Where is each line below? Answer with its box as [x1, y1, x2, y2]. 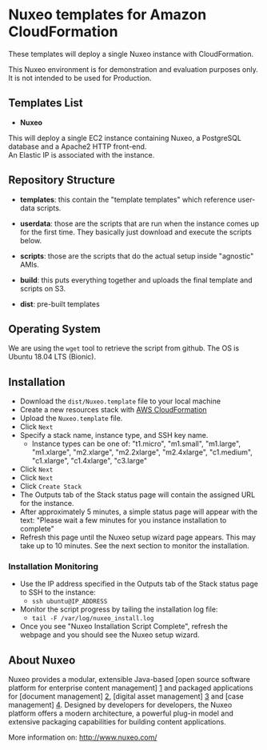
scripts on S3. [19, 283, 66, 293]
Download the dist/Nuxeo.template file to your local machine [19, 396, 221, 406]
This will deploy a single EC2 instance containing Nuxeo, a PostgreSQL [8, 133, 242, 142]
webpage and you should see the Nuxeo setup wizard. [19, 630, 200, 640]
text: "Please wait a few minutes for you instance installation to [19, 515, 227, 525]
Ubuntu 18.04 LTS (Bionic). [8, 352, 97, 362]
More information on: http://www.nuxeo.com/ [8, 732, 157, 742]
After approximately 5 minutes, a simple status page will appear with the [19, 507, 258, 517]
